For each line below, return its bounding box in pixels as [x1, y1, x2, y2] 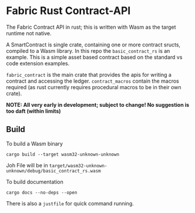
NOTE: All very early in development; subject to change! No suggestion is [6, 101, 190, 108]
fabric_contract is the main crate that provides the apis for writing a [6, 71, 172, 78]
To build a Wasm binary [6, 140, 63, 147]
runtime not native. [6, 29, 52, 36]
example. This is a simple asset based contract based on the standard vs [6, 53, 183, 60]
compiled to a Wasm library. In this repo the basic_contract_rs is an [6, 47, 170, 54]
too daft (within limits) [6, 107, 61, 114]
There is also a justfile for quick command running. [6, 200, 134, 207]
